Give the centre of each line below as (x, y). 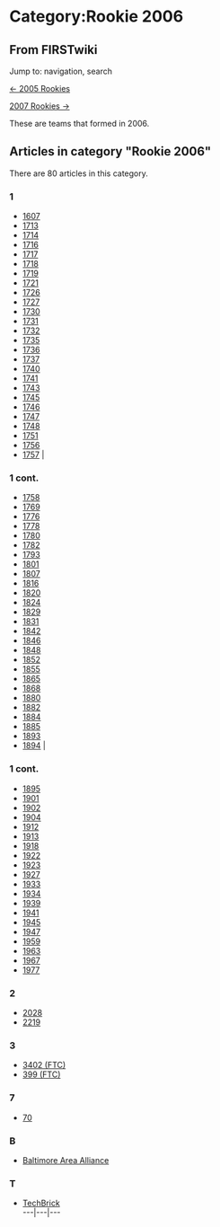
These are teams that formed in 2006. (79, 124)
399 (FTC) (41, 1074)
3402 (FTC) (44, 1065)
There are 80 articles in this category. (79, 173)
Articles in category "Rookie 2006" (110, 151)
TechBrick (41, 1203)
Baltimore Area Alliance (66, 1160)
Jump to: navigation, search (61, 71)
